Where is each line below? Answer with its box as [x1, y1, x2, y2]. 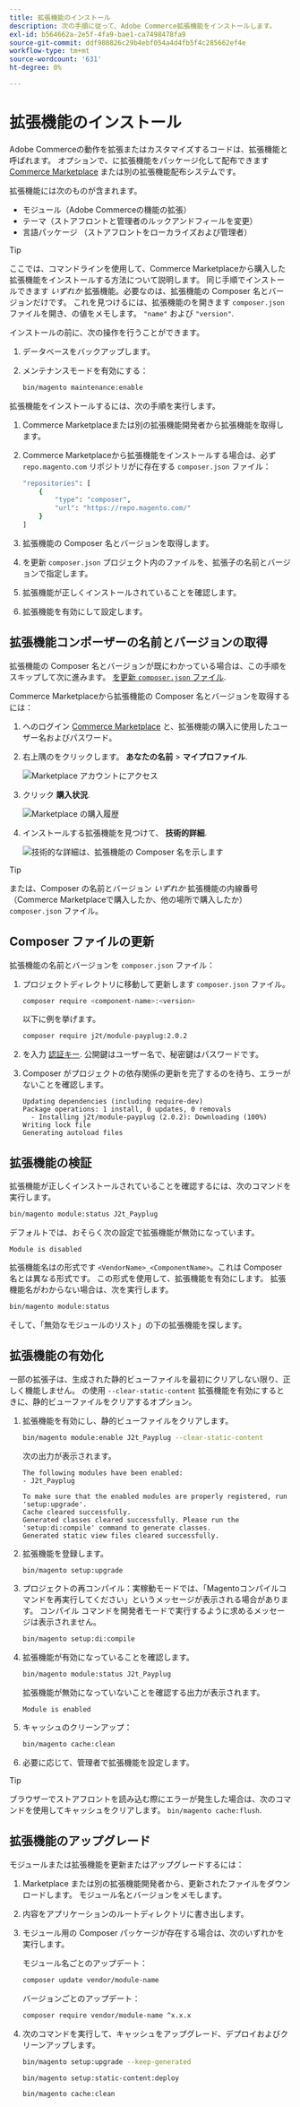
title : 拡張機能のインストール [9, 13, 111, 22]
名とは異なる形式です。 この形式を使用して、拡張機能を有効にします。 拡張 [9, 1273, 287, 1283]
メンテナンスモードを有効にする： [21, 365, 149, 376]
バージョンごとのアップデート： [21, 1992, 141, 2004]
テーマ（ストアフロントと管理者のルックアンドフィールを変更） [21, 215, 258, 226]
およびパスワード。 [46, 732, 117, 742]
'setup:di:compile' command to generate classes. [21, 1523, 212, 1532]
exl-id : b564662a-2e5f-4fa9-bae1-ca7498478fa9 [9, 30, 186, 39]
